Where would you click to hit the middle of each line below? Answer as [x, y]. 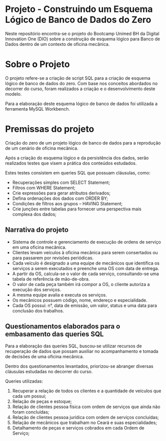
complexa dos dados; [34, 214]
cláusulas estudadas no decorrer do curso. [49, 372]
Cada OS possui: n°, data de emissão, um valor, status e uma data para [84, 305]
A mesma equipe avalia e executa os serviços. [60, 294]
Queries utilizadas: [24, 381]
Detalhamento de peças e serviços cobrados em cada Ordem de [78, 428]
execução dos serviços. [37, 290]
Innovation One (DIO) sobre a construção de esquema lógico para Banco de [83, 39]
